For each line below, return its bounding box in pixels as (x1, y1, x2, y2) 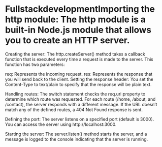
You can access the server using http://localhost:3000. (5, 121, 117, 127)
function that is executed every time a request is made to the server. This (5, 56, 154, 62)
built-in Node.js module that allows (5, 25, 152, 35)
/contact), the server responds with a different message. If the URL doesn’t (5, 101, 158, 107)
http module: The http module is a (5, 14, 146, 25)
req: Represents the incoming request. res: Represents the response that (5, 71, 153, 77)
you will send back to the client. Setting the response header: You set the (5, 76, 154, 82)
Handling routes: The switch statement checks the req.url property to (5, 91, 146, 97)
